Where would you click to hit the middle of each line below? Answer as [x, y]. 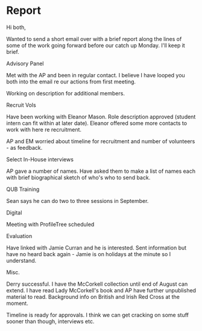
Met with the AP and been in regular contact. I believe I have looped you [96, 75]
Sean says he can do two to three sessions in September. [77, 201]
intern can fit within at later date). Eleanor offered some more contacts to [97, 123]
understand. [21, 260]
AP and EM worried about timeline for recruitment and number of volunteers [101, 141]
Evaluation [19, 236]
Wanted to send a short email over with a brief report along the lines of [94, 39]
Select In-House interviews [40, 159]
